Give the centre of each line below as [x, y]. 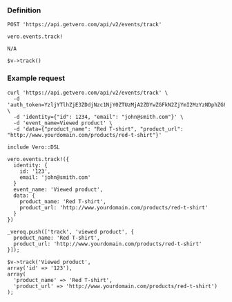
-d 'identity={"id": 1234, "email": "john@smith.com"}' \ [99, 117]
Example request [36, 78]
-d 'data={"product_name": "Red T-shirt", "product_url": [99, 129]
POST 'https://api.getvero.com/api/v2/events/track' [85, 25]
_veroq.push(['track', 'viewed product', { [71, 232]
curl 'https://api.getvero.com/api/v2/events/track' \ [88, 93]
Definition [24, 10]
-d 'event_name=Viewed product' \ [63, 123]
